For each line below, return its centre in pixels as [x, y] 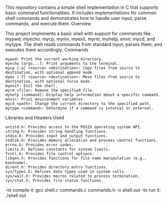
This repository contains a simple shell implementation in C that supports [82, 7]
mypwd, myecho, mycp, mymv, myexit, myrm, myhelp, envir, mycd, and [80, 39]
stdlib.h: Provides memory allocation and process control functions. [82, 140]
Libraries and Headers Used [35, 118]
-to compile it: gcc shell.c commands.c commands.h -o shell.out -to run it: [83, 190]
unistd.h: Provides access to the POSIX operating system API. [74, 127]
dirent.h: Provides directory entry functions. [57, 167]
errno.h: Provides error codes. [39, 145]
